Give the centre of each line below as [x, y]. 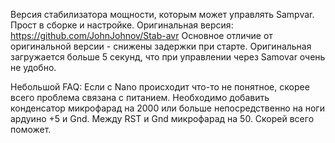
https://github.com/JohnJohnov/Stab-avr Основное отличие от [141, 35]
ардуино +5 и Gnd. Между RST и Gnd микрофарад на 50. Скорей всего [162, 118]
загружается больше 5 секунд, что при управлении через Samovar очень [168, 57]
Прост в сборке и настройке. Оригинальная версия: [122, 25]
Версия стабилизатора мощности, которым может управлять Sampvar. [162, 14]
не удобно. [33, 67]
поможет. [31, 129]
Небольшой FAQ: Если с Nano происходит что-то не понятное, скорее [160, 87]
